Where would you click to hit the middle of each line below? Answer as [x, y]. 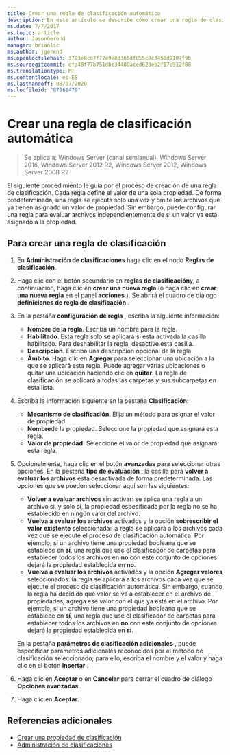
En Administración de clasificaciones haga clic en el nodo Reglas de [115, 260]
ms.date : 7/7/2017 [33, 26]
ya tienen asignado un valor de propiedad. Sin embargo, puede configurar [112, 207]
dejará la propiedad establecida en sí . [80, 630]
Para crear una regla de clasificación [87, 243]
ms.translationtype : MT [41, 71]
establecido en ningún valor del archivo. [84, 513]
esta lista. [41, 387]
